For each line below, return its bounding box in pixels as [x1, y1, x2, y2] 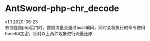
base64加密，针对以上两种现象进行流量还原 [5, 30, 93, 36]
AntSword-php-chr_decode [5, 3, 119, 14]
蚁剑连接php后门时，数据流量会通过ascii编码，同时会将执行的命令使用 [5, 25, 146, 30]
